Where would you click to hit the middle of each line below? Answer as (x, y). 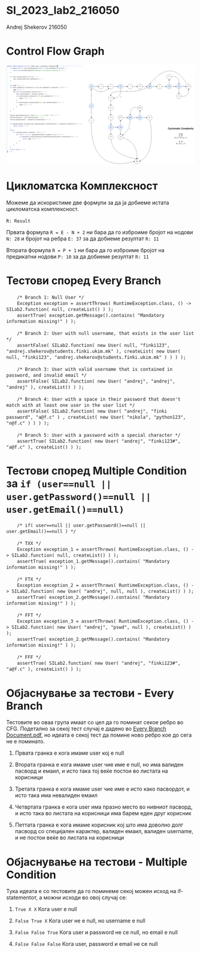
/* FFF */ (29, 657)
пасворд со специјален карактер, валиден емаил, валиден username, (104, 831)
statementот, (22, 898)
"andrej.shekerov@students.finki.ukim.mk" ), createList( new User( (93, 351)
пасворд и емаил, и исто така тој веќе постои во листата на (91, 771)
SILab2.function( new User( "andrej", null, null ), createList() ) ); (103, 592)
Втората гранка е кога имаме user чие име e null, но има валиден (99, 765)
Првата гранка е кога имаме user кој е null (69, 753)
